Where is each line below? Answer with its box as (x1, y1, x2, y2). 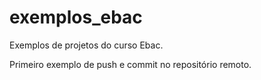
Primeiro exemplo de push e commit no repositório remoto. (9, 58, 252, 70)
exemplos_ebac (9, 6, 143, 29)
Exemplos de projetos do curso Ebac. (9, 39, 164, 51)
